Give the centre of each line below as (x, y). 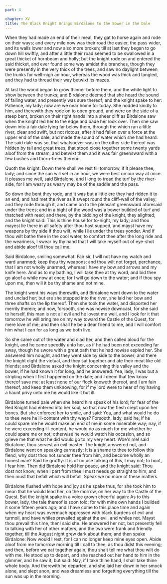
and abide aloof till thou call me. (38, 247)
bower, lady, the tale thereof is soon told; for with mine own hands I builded (83, 502)
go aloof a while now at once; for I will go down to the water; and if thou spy (83, 278)
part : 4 (13, 10)
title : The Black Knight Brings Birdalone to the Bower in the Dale (78, 23)
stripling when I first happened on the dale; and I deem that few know (77, 377)
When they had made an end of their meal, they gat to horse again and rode (83, 37)
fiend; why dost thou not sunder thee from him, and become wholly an (78, 455)
